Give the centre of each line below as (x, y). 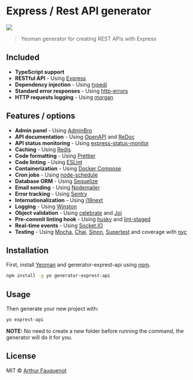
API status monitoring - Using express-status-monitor (82, 143)
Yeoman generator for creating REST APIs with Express (88, 38)
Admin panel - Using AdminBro (53, 130)
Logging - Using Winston (46, 206)
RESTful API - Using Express (50, 78)
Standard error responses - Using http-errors (71, 91)
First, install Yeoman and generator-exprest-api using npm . (78, 265)
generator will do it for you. (39, 337)
